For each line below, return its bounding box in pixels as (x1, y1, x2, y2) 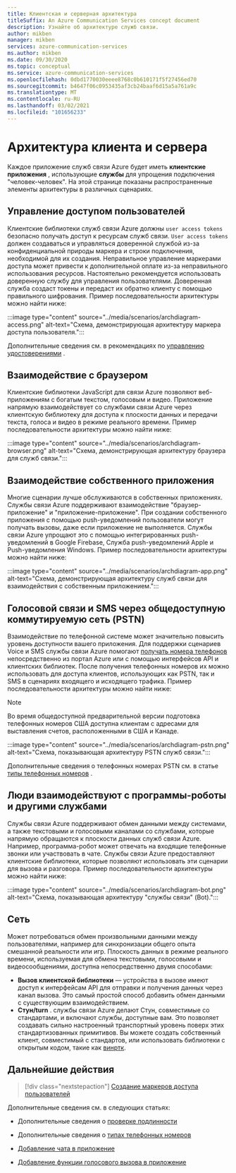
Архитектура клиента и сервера (7, 139, 208, 155)
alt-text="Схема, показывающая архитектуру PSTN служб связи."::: (7, 748, 211, 756)
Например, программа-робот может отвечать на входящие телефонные (7, 841, 227, 850)
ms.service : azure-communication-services (7, 69, 134, 76)
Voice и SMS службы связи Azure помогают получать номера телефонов (7, 647, 228, 655)
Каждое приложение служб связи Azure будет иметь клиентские (7, 162, 206, 171)
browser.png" (7, 446, 47, 455)
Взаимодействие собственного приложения (7, 474, 215, 487)
